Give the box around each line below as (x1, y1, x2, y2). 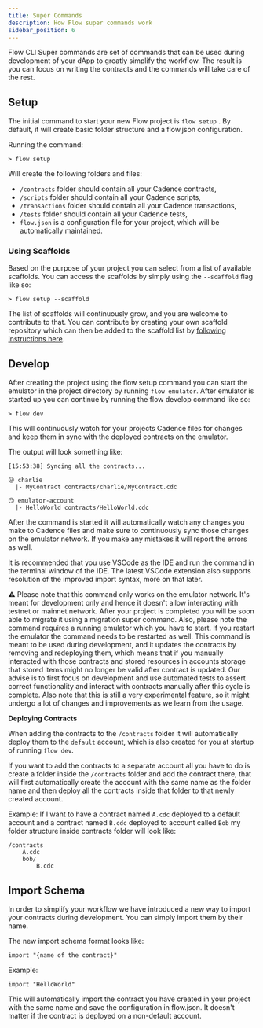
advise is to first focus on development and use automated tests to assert (8, 673, 246, 683)
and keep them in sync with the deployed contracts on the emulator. (8, 432, 228, 441)
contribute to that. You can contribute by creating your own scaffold (8, 318, 228, 327)
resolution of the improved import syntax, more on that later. (8, 575, 203, 584)
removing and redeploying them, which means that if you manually (8, 648, 224, 658)
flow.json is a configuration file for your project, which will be (19, 218, 220, 227)
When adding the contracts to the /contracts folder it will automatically (8, 729, 238, 739)
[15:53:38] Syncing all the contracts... (8, 462, 146, 470)
